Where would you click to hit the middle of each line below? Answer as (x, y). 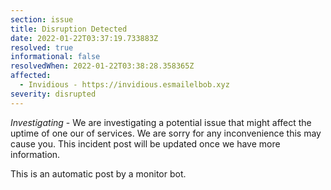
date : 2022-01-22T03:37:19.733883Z (84, 38)
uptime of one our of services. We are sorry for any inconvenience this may (166, 133)
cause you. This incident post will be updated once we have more (145, 143)
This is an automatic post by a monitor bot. (98, 173)
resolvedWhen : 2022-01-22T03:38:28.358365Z (102, 66)
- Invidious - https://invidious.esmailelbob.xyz (124, 85)
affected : (31, 76)
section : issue (42, 19)
